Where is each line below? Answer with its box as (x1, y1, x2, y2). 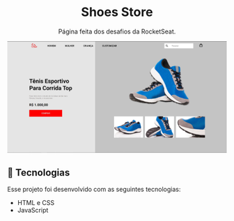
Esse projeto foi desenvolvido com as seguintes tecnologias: (7, 185, 181, 193)
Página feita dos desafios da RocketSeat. (58, 27, 176, 36)
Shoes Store (81, 4, 153, 20)
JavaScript (17, 206, 49, 214)
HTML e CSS (17, 198, 55, 206)
